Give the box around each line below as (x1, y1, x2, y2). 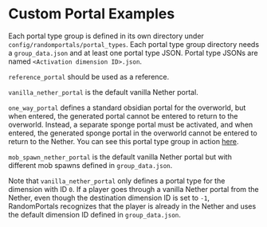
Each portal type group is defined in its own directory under (8, 31, 205, 41)
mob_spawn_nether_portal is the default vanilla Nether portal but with (8, 152, 233, 162)
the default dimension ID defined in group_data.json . (8, 209, 182, 219)
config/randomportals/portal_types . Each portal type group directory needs (8, 39, 260, 49)
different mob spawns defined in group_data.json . (8, 160, 173, 170)
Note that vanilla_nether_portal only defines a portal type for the (8, 176, 226, 186)
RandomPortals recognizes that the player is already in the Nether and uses (8, 201, 257, 211)
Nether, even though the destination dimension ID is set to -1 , (8, 193, 210, 202)
